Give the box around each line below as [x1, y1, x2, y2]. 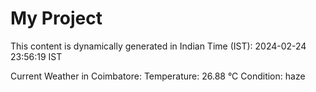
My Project [10, 7, 103, 30]
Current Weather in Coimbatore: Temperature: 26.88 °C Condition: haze [10, 70, 306, 82]
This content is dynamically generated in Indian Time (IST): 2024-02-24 [10, 40, 307, 52]
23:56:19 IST [10, 50, 63, 62]
